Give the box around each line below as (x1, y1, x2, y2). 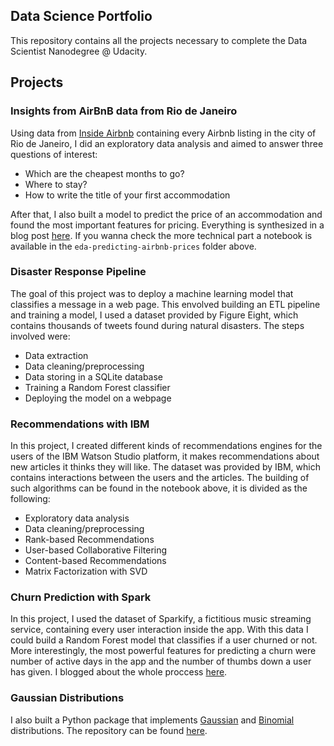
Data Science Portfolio (10, 8, 153, 25)
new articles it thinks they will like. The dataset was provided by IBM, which (10, 461, 321, 473)
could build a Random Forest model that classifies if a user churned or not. (10, 634, 318, 646)
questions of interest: (10, 148, 98, 160)
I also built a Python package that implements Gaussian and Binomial (10, 714, 295, 726)
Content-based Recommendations (24, 555, 167, 567)
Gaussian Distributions (10, 691, 125, 705)
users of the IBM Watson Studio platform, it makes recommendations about (10, 450, 320, 463)
